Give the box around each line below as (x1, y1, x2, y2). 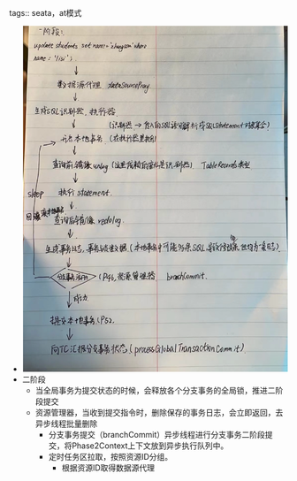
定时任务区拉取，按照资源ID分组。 (48, 452, 173, 462)
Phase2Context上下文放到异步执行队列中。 (72, 440, 229, 451)
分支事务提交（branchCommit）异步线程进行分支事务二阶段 (48, 430, 265, 440)
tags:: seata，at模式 (9, 8, 82, 18)
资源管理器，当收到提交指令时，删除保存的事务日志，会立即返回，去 (34, 408, 284, 418)
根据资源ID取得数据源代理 (61, 462, 156, 473)
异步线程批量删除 (34, 418, 98, 429)
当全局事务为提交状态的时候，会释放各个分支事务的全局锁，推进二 (34, 386, 276, 396)
